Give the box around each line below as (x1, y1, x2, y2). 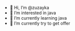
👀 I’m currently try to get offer (9, 20, 71, 26)
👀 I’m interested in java (9, 10, 56, 16)
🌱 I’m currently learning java (9, 15, 67, 21)
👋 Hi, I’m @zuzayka (9, 5, 49, 10)
